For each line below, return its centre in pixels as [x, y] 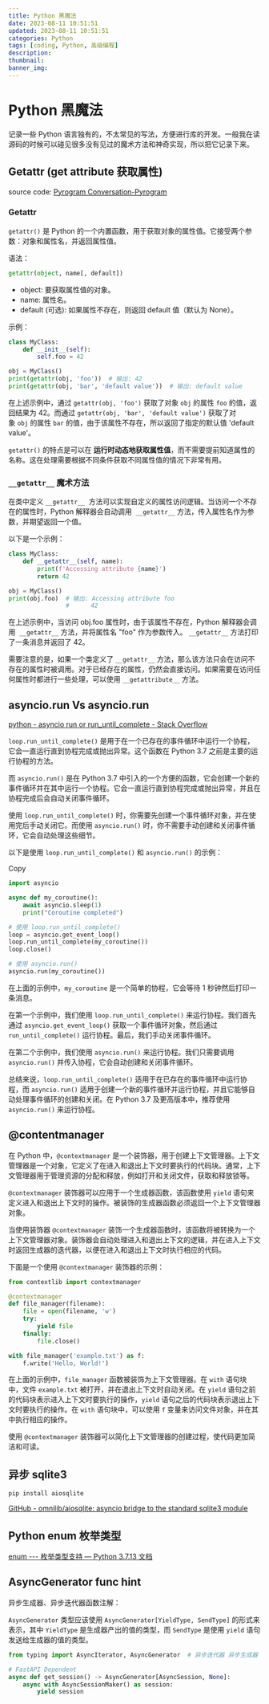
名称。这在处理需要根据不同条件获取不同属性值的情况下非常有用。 [117, 459]
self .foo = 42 [60, 357]
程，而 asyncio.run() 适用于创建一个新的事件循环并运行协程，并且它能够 [128, 1089]
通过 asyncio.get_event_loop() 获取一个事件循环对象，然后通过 [113, 1025]
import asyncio [34, 883]
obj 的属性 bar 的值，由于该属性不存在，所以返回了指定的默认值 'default [136, 422]
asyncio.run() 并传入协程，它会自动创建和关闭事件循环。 [103, 1062]
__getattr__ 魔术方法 [49, 483]
